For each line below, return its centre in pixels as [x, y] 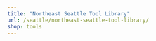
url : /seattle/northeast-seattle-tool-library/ [78, 20]
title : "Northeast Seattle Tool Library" [69, 14]
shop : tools [25, 26]
